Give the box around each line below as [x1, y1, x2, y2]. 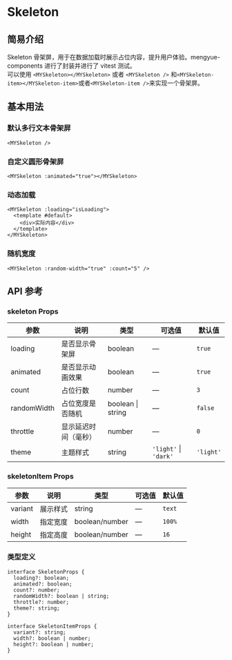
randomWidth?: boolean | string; [13, 592, 110, 599]
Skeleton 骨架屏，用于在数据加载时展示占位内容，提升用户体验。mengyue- [7, 53, 221, 61]
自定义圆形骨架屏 [7, 157, 64, 166]
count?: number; [13, 586, 60, 594]
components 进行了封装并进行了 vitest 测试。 [7, 61, 136, 70]
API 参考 [7, 285, 43, 297]
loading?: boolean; [13, 574, 70, 581]
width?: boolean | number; [13, 634, 91, 642]
